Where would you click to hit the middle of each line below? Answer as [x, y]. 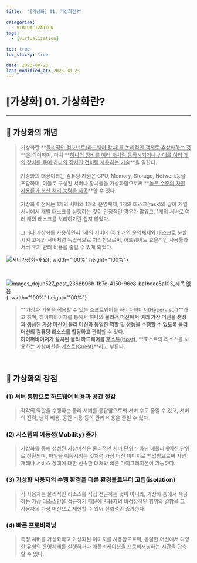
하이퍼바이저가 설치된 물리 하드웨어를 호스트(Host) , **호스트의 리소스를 [102, 339]
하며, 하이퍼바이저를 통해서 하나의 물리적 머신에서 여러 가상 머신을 [101, 317]
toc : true [18, 49]
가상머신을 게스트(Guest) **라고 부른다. [81, 347]
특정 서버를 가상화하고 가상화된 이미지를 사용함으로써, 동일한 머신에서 [99, 539]
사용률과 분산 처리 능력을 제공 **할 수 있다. [68, 191]
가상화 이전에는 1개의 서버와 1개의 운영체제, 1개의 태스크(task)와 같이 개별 [104, 204]
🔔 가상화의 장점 [32, 378]
